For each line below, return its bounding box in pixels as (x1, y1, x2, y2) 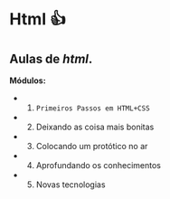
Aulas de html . (9, 51, 93, 66)
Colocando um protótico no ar (35, 141, 148, 151)
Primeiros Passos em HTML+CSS (35, 104, 151, 113)
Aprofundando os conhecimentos (35, 160, 161, 170)
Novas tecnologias (35, 179, 106, 190)
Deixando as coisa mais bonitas (35, 121, 155, 132)
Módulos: (9, 75, 47, 86)
